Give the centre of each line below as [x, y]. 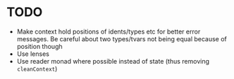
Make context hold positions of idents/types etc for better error [109, 31]
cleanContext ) [37, 69]
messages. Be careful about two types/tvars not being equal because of [122, 38]
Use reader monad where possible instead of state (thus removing [113, 61]
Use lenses [33, 54]
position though [39, 46]
